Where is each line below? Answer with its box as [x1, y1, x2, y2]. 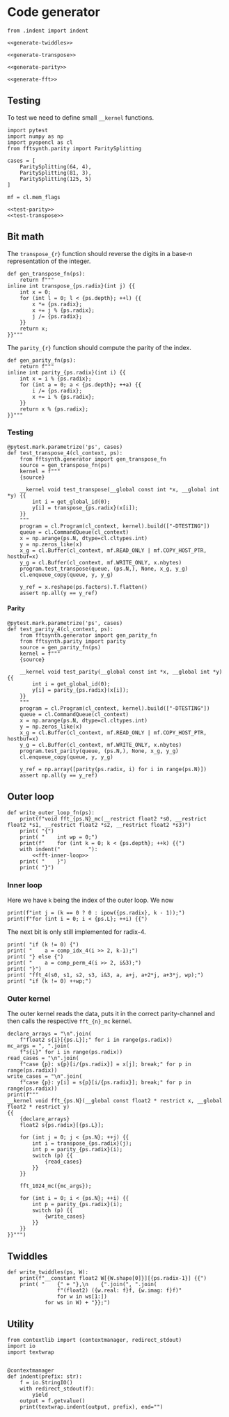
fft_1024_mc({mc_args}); [19, 1182, 92, 1190]
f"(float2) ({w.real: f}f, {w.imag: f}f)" [56, 1287, 182, 1295]
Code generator [7, 4, 101, 20]
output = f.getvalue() [19, 1398, 86, 1404]
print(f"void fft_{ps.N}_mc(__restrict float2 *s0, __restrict [19, 815, 207, 822]
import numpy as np [7, 133, 64, 140]
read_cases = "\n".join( [7, 1055, 79, 1062]
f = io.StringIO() [19, 1379, 73, 1386]
